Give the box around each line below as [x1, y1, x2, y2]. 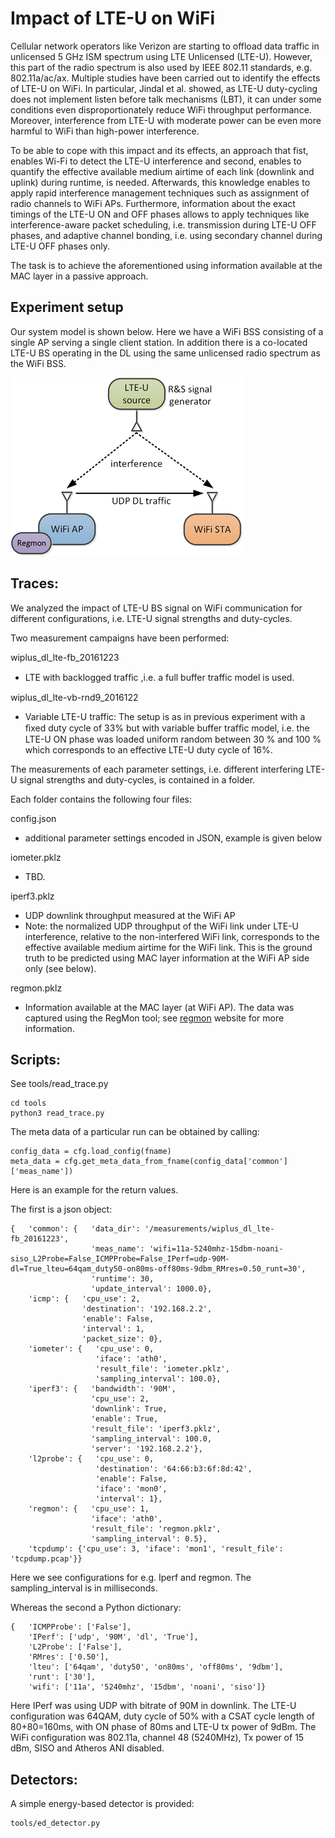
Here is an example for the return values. [10, 1184, 179, 1196]
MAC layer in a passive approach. [10, 270, 149, 282]
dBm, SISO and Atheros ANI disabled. [10, 1742, 165, 1754]
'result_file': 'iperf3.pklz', [90, 1424, 222, 1434]
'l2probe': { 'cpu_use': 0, [28, 1454, 155, 1464]
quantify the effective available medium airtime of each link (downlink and [10, 165, 315, 177]
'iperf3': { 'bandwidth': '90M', [28, 1384, 177, 1394]
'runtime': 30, [90, 1274, 155, 1284]
